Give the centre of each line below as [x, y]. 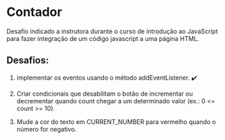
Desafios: [28, 61]
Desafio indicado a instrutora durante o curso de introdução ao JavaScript [112, 31]
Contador [35, 12]
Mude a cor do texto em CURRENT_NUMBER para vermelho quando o [116, 121]
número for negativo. [46, 129]
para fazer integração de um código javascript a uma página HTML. [103, 38]
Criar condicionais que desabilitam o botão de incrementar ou [105, 94]
